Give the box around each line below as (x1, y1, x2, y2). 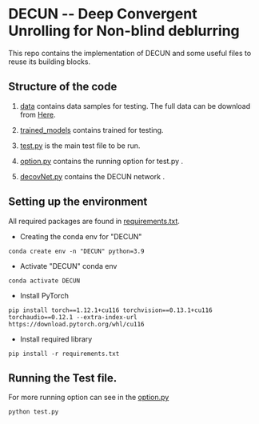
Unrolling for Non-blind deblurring (8, 22, 240, 40)
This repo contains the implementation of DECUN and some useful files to (8, 48, 252, 58)
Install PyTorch (19, 290, 70, 300)
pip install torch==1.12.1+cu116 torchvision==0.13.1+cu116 (8, 306, 213, 314)
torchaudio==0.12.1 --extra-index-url (8, 313, 137, 321)
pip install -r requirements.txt (8, 350, 120, 358)
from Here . (19, 110, 56, 119)
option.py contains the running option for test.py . (19, 156, 184, 166)
